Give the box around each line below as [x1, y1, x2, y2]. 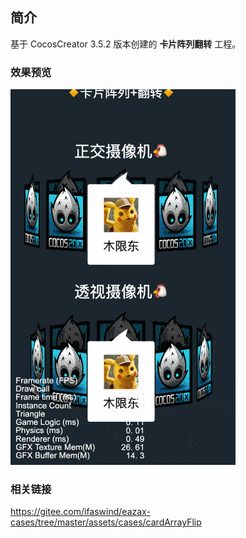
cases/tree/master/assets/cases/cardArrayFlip [10, 516, 202, 528]
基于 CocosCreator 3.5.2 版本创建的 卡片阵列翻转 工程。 [10, 38, 242, 50]
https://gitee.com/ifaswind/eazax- [10, 506, 151, 518]
